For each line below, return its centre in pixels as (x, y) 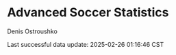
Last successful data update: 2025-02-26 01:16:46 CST (86, 44)
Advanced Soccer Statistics (88, 13)
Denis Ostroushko (33, 31)
